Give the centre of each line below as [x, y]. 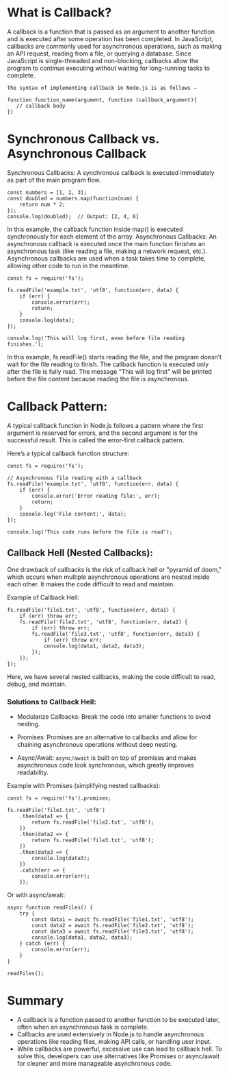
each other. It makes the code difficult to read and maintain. [91, 584]
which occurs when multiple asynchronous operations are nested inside [108, 577]
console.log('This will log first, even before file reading [96, 338]
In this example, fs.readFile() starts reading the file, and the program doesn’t [114, 357]
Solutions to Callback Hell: [52, 702]
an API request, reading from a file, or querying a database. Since [99, 53]
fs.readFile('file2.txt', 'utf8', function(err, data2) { [104, 622]
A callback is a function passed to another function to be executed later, [118, 1019]
